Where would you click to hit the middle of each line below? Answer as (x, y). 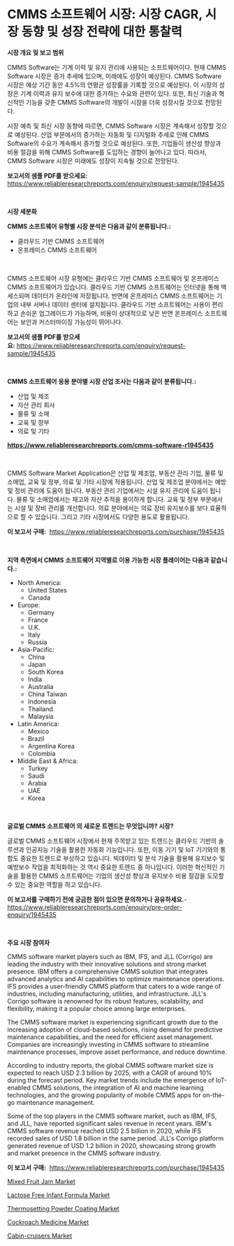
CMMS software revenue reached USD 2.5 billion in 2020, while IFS (104, 1131)
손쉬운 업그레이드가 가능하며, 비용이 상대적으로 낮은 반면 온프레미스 (111, 313)
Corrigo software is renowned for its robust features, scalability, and (105, 1001)
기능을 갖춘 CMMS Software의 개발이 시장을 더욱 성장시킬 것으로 (115, 102)
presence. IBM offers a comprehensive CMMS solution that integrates (108, 971)
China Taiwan (47, 694)
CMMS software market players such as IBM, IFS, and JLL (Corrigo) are (110, 956)
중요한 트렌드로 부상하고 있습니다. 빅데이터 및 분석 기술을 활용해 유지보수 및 (123, 858)
